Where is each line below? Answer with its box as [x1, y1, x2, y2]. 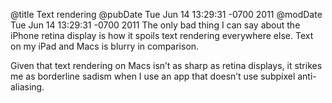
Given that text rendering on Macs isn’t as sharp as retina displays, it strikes [10, 60, 323, 71]
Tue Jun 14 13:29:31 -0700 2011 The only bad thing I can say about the [10, 19, 301, 31]
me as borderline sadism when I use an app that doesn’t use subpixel [10, 70, 296, 82]
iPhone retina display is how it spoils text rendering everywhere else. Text [10, 30, 314, 41]
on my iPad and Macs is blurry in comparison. [10, 40, 200, 52]
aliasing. [10, 81, 45, 93]
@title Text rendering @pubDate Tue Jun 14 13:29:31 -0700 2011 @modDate [10, 9, 323, 20]
